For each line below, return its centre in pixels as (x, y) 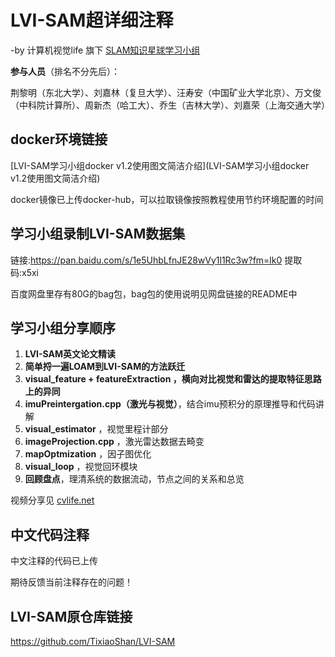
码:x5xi (25, 272)
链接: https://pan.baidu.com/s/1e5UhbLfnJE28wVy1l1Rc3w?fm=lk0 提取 (156, 260)
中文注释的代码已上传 (54, 561)
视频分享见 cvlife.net (52, 500)
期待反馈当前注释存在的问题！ (71, 582)
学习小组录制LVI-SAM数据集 (98, 234)
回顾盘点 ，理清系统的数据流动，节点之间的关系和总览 (134, 479)
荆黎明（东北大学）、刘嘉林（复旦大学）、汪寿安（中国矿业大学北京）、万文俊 (166, 92)
